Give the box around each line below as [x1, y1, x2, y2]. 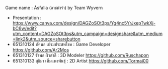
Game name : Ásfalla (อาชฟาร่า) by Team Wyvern [5, 5, 103, 10]
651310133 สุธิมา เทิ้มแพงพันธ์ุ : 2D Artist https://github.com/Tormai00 [12, 58, 149, 63]
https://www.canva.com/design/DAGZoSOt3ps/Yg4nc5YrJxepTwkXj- [12, 20, 156, 26]
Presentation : [12, 15, 42, 20]
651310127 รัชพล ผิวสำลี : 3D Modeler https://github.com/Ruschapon [12, 52, 149, 58]
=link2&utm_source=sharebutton [12, 36, 80, 42]
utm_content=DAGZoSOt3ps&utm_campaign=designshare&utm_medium [12, 30, 162, 36]
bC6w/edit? [12, 25, 37, 31]
